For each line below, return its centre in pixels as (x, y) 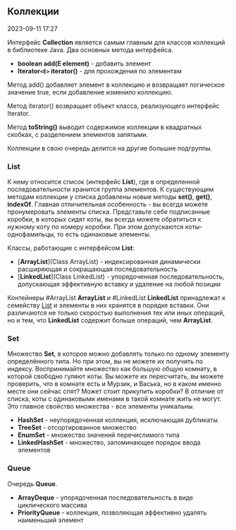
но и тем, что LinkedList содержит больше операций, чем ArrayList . (110, 320)
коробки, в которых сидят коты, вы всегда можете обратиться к (105, 219)
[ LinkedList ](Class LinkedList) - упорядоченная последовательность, (121, 277)
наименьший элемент (51, 520)
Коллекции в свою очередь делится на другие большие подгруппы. (110, 148)
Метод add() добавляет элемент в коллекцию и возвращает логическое (116, 85)
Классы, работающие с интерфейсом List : (71, 248)
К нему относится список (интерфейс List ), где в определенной (104, 182)
